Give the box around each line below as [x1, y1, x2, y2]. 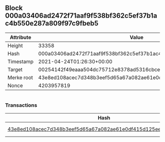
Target [7, 66, 23, 73]
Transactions [5, 102, 38, 109]
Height [7, 42, 23, 49]
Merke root [7, 74, 33, 81]
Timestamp [7, 58, 34, 65]
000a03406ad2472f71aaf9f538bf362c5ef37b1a [5, 12, 157, 20]
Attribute [9, 34, 31, 41]
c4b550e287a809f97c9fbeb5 [5, 19, 99, 28]
